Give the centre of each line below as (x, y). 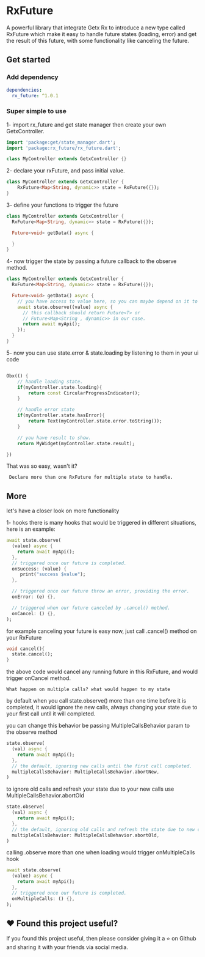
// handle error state (46, 410)
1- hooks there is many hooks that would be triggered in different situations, (101, 523)
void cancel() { (26, 649)
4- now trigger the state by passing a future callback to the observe (92, 261)
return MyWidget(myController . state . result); (76, 443)
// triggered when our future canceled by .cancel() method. (91, 608)
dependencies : (24, 90)
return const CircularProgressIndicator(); (84, 393)
